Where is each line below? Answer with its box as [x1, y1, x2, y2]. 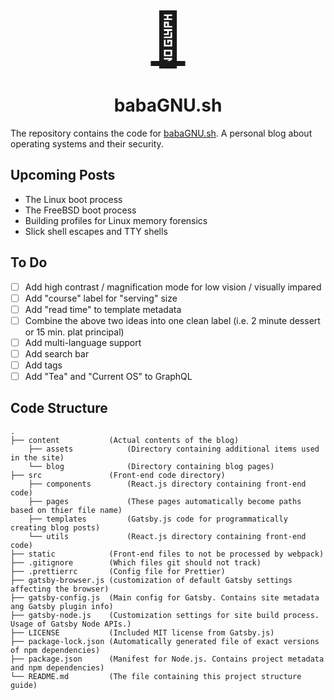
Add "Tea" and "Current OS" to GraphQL [24, 371, 193, 382]
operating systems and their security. [10, 137, 164, 150]
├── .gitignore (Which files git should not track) [10, 557, 262, 568]
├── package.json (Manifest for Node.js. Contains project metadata [10, 654, 325, 664]
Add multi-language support [24, 336, 142, 348]
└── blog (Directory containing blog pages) [28, 461, 275, 471]
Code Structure [10, 400, 108, 417]
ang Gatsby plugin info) [10, 601, 114, 611]
